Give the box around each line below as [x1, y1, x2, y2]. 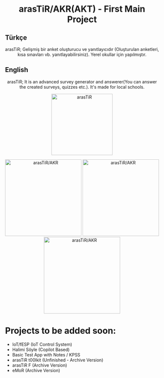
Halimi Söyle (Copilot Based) [12, 347, 70, 353]
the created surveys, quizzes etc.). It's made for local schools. [19, 84, 145, 90]
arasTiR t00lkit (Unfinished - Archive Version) [12, 357, 103, 363]
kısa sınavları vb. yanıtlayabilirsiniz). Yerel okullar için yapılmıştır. [17, 51, 147, 57]
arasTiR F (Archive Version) [12, 362, 67, 368]
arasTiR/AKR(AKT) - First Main [19, 3, 145, 15]
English [5, 66, 28, 74]
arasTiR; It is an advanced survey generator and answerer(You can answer [7, 78, 157, 84]
